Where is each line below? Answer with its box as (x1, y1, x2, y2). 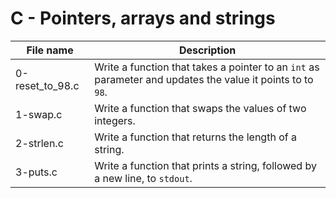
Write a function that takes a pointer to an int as (94, 60, 320, 74)
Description (178, 43, 237, 57)
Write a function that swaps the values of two (94, 101, 307, 115)
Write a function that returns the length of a (94, 130, 297, 144)
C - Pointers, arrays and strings (10, 7, 276, 30)
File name (26, 43, 74, 57)
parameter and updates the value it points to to (94, 72, 314, 86)
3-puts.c (15, 165, 58, 179)
